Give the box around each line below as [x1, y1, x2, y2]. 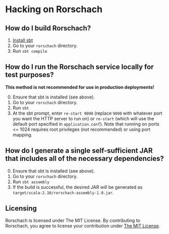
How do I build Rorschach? [5, 24, 91, 32]
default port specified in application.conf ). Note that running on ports [12, 121, 159, 127]
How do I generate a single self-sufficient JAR [5, 146, 153, 155]
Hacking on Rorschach [5, 4, 103, 15]
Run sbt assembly [12, 179, 50, 185]
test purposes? [5, 71, 54, 79]
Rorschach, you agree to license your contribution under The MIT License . [5, 223, 160, 229]
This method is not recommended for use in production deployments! [5, 84, 154, 90]
